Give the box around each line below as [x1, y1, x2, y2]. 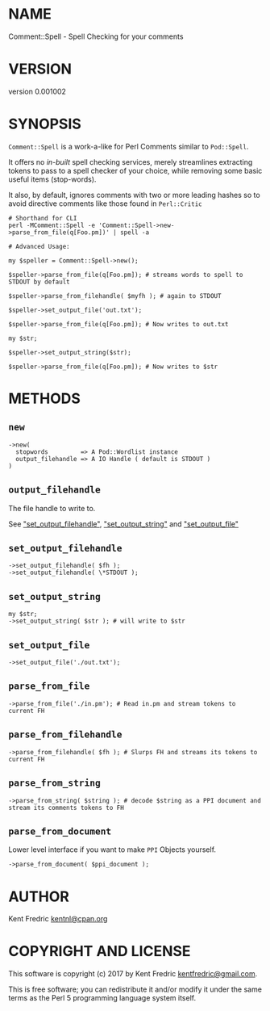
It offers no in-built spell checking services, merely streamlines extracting [8, 157, 253, 166]
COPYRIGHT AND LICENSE [8, 942, 191, 961]
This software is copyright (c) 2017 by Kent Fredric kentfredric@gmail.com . [8, 969, 258, 979]
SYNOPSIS [8, 115, 82, 133]
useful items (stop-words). [8, 174, 97, 184]
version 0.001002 [8, 86, 67, 96]
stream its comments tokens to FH [8, 803, 125, 812]
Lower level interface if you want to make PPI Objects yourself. [8, 845, 216, 854]
